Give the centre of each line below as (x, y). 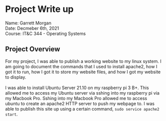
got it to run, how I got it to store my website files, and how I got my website (83, 72)
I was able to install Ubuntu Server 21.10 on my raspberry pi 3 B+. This (77, 88)
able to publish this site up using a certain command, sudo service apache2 (82, 109)
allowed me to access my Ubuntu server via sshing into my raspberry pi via (82, 93)
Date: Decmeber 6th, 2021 (32, 28)
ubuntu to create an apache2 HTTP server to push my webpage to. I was (80, 104)
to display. (16, 77)
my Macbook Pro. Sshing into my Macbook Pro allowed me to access (76, 98)
